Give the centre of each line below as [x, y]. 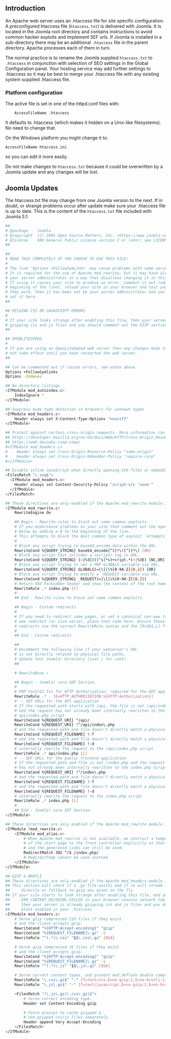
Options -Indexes [24, 377]
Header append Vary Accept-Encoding [62, 1022]
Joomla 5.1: [17, 216]
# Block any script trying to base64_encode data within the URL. [86, 546]
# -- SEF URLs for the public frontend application [70, 758]
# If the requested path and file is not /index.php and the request [90, 763]
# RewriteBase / [32, 673]
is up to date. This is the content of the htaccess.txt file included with [78, 211]
